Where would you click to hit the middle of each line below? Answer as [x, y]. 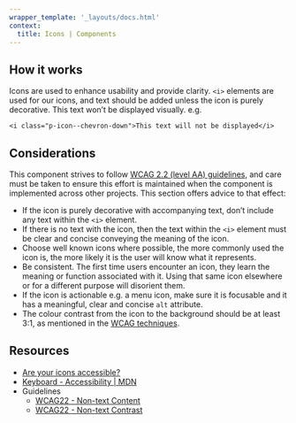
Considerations [53, 153]
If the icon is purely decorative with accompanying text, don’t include [148, 210]
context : [25, 26]
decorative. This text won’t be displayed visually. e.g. [106, 110]
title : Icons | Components [67, 34]
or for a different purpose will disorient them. [103, 285]
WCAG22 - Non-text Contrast [89, 410]
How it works [46, 69]
